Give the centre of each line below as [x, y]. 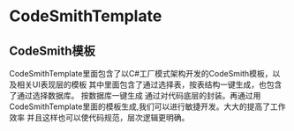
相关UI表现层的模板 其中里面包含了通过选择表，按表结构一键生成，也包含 [149, 84]
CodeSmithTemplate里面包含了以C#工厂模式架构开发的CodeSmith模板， [141, 73]
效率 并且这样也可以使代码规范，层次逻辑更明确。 [99, 117]
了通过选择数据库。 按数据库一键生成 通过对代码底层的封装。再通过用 [135, 95]
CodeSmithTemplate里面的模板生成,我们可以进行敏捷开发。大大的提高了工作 [147, 106]
